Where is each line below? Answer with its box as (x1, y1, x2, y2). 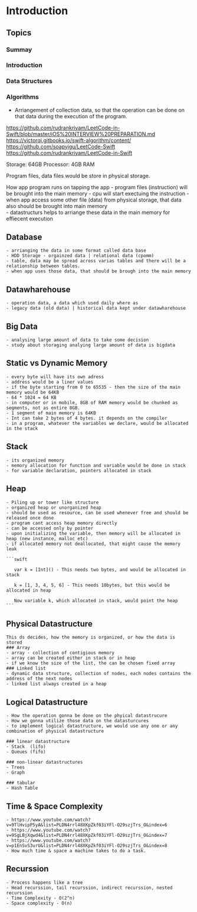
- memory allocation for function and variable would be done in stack (6, 462, 186, 468)
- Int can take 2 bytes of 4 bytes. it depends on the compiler (6, 415, 168, 421)
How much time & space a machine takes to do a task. (11, 848, 146, 853)
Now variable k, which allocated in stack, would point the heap (14, 598, 178, 603)
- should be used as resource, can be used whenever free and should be (6, 509, 189, 515)
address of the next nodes (6, 676, 73, 682)
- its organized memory (6, 457, 65, 463)
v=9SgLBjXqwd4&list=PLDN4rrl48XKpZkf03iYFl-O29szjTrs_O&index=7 (6, 832, 168, 838)
